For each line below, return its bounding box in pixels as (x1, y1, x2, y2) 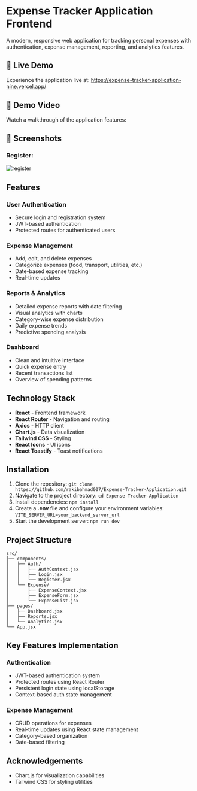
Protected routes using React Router (14, 678, 105, 685)
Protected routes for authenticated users (14, 226, 116, 234)
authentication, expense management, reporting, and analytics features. (6, 43, 184, 50)
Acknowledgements (6, 756, 83, 766)
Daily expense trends (14, 322, 68, 329)
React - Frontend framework (14, 409, 86, 416)
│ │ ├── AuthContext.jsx (6, 566, 79, 572)
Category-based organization (14, 732, 88, 740)
